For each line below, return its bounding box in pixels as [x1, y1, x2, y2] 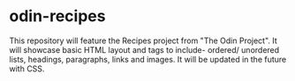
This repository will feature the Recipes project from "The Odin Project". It [9, 35, 278, 46]
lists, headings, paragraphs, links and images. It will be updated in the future [9, 54, 287, 64]
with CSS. [9, 63, 45, 74]
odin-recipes [9, 6, 106, 26]
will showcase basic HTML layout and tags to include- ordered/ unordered [9, 44, 280, 55]
